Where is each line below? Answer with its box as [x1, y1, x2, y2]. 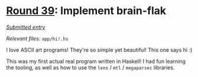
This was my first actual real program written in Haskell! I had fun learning [6, 58, 186, 65]
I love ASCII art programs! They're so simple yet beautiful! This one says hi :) [6, 46, 193, 53]
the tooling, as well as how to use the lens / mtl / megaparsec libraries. [6, 63, 175, 71]
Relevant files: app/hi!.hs [6, 35, 69, 42]
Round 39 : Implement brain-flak [6, 4, 167, 18]
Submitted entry [6, 24, 46, 31]
